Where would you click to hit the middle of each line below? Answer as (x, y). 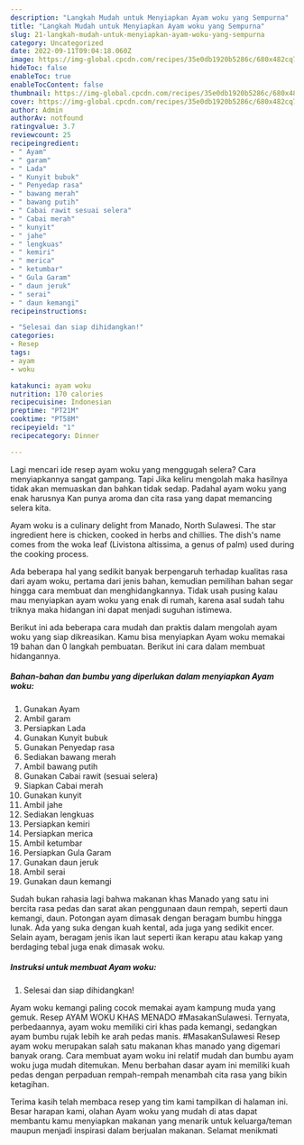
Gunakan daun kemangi (67, 881)
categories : (32, 336)
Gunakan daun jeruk (61, 862)
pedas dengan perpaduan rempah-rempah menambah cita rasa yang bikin (149, 1075)
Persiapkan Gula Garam (67, 852)
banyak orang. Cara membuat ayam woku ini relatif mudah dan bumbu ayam (152, 1055)
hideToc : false (39, 69)
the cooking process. (50, 554)
